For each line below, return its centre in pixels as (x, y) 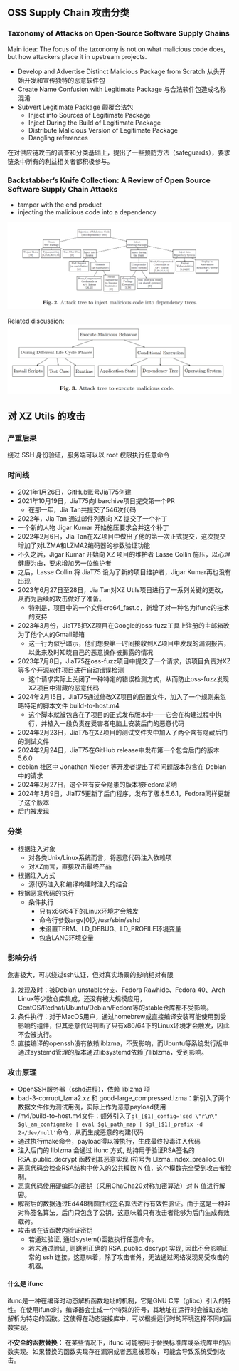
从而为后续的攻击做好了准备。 (61, 599)
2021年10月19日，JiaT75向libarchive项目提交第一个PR (96, 501)
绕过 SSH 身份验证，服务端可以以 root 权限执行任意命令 (89, 455)
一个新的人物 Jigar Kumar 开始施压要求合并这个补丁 (93, 528)
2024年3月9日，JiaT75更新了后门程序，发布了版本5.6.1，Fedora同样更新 (124, 794)
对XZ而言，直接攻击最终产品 (70, 866)
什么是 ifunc (26, 1283)
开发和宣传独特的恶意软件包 (64, 80)
